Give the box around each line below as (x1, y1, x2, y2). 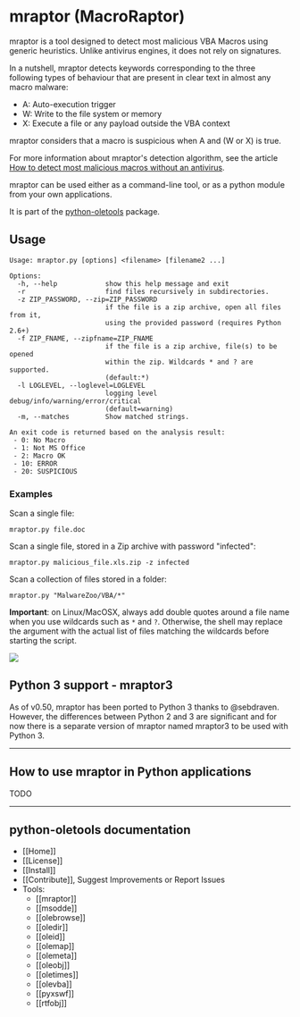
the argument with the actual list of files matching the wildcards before (9, 626, 270, 636)
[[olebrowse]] (35, 912, 87, 923)
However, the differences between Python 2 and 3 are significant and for (9, 710, 278, 721)
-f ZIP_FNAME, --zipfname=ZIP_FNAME (17, 333, 154, 343)
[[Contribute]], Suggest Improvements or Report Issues (21, 874, 226, 886)
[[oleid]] (35, 931, 65, 942)
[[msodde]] (35, 903, 78, 913)
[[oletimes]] (35, 970, 79, 980)
